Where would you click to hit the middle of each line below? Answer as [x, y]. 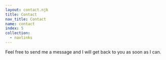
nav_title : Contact [26, 19]
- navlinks [21, 38]
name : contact [20, 24]
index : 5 [14, 28]
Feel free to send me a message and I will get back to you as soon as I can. [83, 52]
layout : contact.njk [27, 10]
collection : [18, 33]
